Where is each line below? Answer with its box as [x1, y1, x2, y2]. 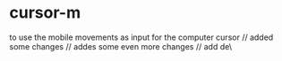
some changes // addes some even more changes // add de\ [9, 41, 233, 51]
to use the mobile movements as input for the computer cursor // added [9, 32, 274, 42]
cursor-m [9, 3, 81, 23]
